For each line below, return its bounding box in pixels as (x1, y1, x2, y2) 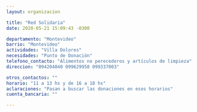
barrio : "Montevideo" (6, 41, 61, 48)
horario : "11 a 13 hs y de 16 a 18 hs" (6, 80, 106, 86)
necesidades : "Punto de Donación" (6, 53, 93, 59)
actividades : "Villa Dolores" (6, 47, 82, 53)
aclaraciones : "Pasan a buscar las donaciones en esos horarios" (6, 86, 173, 92)
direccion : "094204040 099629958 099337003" (6, 63, 120, 69)
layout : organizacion (6, 8, 61, 15)
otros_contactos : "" (6, 74, 58, 81)
